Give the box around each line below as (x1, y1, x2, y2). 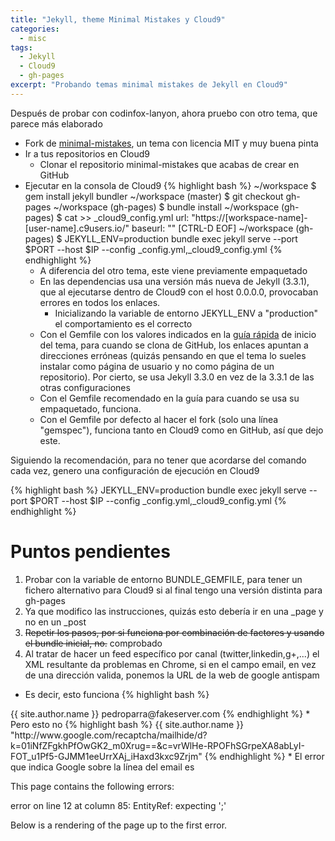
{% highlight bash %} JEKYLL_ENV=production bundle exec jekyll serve (10, 484, 307, 496)
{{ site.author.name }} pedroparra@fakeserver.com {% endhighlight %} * (10, 707, 311, 720)
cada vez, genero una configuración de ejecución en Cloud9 (10, 464, 260, 476)
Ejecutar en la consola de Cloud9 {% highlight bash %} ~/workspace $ (24, 179, 317, 191)
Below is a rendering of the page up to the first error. (10, 819, 228, 831)
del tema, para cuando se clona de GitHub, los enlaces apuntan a (39, 339, 309, 351)
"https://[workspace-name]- (191, 211, 308, 223)
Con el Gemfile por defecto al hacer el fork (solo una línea (39, 413, 279, 425)
